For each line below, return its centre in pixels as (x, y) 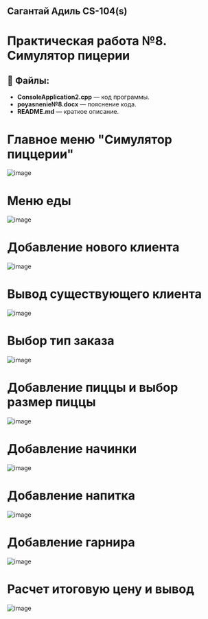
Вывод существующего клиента (105, 294)
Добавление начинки (72, 449)
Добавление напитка (71, 496)
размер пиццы (51, 402)
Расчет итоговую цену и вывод (101, 589)
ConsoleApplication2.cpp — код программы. (83, 97)
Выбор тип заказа (61, 341)
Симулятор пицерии (69, 55)
